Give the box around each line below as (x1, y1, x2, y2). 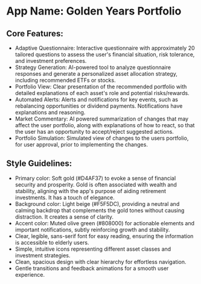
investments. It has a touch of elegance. (14, 194, 115, 201)
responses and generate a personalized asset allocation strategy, (14, 70, 178, 77)
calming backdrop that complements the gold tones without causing (14, 206, 185, 214)
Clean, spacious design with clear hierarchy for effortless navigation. (14, 258, 187, 265)
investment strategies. (14, 251, 71, 259)
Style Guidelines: (6, 159, 72, 169)
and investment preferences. (14, 58, 87, 64)
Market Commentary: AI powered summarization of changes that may (14, 115, 189, 122)
